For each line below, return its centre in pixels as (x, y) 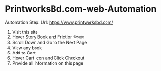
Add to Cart (24, 53)
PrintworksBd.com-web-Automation (81, 9)
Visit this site (25, 32)
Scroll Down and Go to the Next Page (49, 42)
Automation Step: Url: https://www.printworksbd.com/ (59, 22)
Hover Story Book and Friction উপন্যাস (48, 37)
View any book (27, 48)
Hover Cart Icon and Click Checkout (48, 58)
